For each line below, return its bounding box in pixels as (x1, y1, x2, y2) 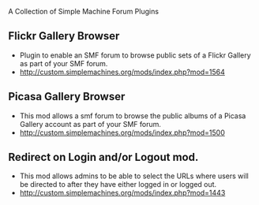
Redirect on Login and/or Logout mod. (8, 151, 199, 164)
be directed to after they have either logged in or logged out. (19, 180, 217, 189)
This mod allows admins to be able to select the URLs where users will (19, 171, 249, 181)
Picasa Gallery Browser (8, 90, 126, 103)
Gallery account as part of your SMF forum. (19, 119, 162, 129)
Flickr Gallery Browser (8, 29, 120, 43)
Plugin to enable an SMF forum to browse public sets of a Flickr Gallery (19, 50, 251, 60)
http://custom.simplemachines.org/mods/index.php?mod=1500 (19, 128, 225, 137)
